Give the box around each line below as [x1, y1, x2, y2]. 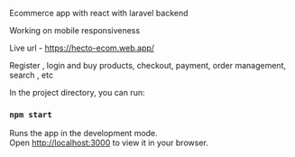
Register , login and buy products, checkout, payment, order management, [9, 60, 287, 70]
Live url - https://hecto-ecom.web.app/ [9, 42, 155, 53]
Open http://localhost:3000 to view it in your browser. [9, 137, 209, 148]
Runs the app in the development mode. [9, 128, 158, 139]
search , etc [9, 69, 54, 80]
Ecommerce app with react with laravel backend [9, 8, 189, 18]
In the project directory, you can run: [9, 88, 145, 97]
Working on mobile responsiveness [9, 25, 141, 35]
